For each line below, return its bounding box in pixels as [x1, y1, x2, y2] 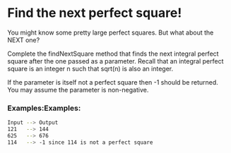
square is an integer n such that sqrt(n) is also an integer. [7, 64, 174, 73]
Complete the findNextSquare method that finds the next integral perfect [7, 49, 219, 58]
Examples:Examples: [7, 103, 81, 113]
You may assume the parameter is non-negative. [7, 85, 149, 94]
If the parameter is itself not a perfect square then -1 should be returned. [7, 78, 219, 86]
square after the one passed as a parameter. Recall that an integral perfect [7, 56, 224, 65]
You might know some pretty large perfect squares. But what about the [7, 28, 214, 37]
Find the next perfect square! [7, 5, 182, 21]
